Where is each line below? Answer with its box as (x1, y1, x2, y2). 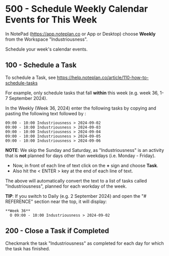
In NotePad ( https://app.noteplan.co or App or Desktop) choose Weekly (5, 31, 156, 37)
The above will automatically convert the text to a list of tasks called (5, 177, 147, 184)
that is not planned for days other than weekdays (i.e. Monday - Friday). (5, 152, 156, 159)
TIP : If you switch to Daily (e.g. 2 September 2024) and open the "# (5, 193, 147, 199)
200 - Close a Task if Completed (5, 226, 109, 235)
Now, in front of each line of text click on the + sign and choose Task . (12, 162, 158, 168)
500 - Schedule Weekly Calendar (5, 3, 148, 15)
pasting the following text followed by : (5, 110, 86, 116)
